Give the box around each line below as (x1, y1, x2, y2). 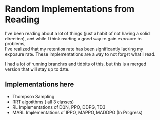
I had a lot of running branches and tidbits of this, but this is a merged (5, 61, 147, 67)
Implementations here (5, 80, 74, 89)
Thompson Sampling (12, 93, 55, 99)
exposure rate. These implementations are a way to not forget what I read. (5, 51, 156, 57)
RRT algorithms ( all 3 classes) (12, 99, 74, 105)
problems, (5, 40, 26, 46)
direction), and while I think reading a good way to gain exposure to (5, 36, 142, 41)
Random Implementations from (5, 3, 134, 15)
